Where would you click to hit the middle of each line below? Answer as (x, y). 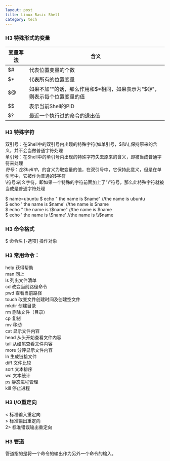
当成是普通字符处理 (25, 188)
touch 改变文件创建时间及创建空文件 (43, 299)
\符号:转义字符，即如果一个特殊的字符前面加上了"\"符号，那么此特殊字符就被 (85, 182)
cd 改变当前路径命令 (26, 286)
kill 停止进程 (18, 388)
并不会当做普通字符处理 (38, 150)
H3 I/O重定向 (21, 403)
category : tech (21, 19)
